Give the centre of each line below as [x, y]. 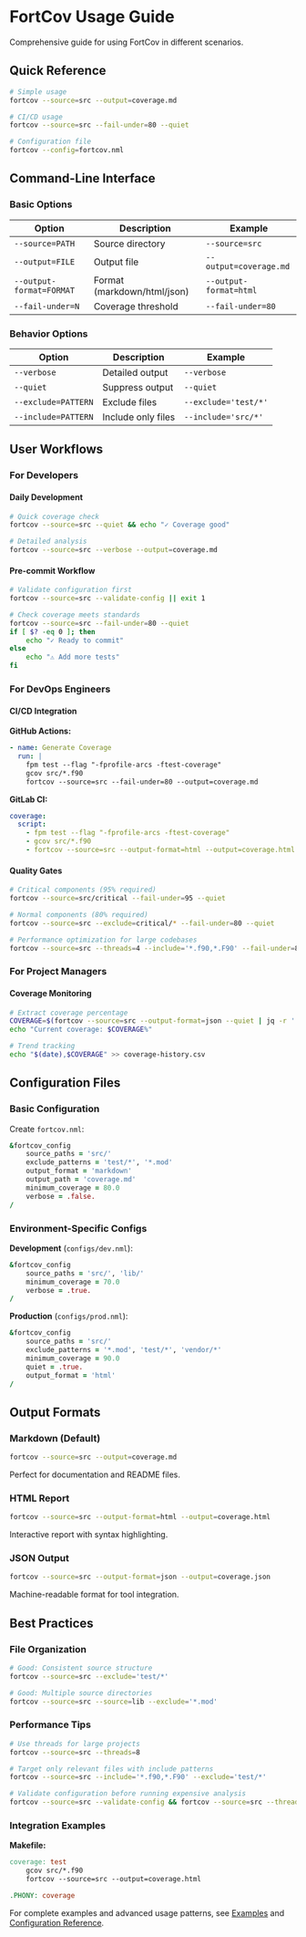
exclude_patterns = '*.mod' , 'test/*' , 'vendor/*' [124, 1350]
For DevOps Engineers [60, 689]
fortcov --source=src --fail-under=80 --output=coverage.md [142, 782]
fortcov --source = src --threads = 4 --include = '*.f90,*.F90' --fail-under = [153, 948]
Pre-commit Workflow [52, 570]
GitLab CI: [29, 799]
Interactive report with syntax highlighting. [89, 1535]
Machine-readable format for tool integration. [94, 1595]
